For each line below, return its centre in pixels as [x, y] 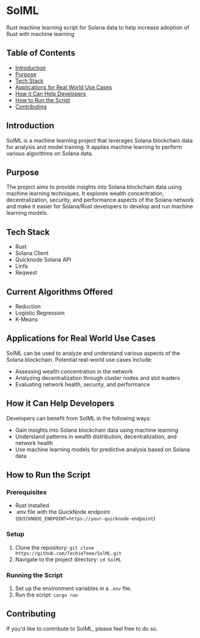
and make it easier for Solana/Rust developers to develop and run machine [100, 206]
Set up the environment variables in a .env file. [73, 588]
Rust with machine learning [40, 33]
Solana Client [32, 253]
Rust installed [32, 505]
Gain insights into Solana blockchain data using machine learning [96, 430]
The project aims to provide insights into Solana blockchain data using [94, 187]
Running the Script [34, 575]
